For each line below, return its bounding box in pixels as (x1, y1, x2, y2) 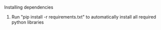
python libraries (11, 19, 44, 25)
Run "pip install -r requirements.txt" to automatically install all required (11, 14, 156, 19)
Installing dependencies (4, 4, 53, 10)
